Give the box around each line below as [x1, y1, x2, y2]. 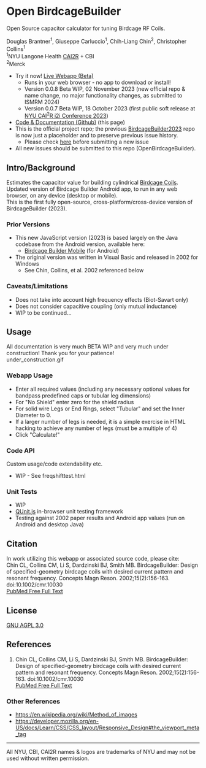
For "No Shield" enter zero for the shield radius [15, 398, 134, 405]
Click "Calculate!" [15, 431, 60, 438]
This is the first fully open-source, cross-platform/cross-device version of [6, 198, 193, 206]
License [6, 605, 37, 616]
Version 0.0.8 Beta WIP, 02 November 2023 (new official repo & [24, 85, 186, 93]
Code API [6, 446, 35, 455]
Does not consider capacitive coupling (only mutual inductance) [15, 302, 177, 310]
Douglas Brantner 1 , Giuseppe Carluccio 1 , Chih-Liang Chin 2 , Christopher [6, 36, 187, 45]
